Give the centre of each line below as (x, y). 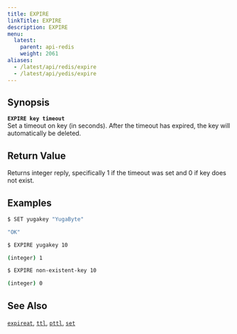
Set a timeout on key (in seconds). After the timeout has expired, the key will (119, 126)
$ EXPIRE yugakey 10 (38, 245)
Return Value (37, 156)
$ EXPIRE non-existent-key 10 (52, 271)
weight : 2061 (39, 54)
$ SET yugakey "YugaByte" (45, 219)
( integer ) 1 (25, 258)
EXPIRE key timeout (36, 119)
